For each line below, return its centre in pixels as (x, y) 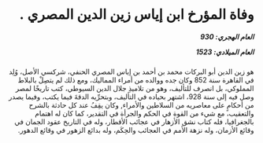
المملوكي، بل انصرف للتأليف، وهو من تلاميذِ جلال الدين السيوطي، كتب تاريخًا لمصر (135, 89)
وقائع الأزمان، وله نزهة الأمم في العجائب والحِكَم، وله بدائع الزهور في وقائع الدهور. (136, 130)
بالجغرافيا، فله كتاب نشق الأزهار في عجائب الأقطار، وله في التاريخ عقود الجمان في (134, 122)
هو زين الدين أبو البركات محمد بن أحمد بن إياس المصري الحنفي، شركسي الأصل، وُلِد (131, 71)
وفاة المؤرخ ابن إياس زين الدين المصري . (137, 15)
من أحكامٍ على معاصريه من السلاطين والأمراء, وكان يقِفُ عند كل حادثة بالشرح (141, 105)
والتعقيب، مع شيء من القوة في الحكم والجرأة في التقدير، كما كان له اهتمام (144, 114)
